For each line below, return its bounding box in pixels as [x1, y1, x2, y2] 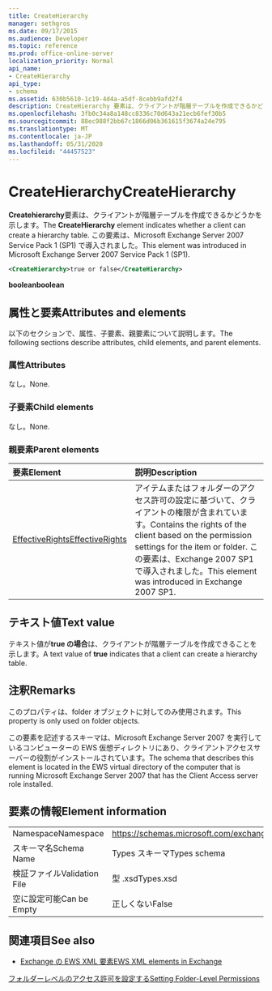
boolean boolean [8, 280, 65, 290]
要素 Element [12, 467, 62, 478]
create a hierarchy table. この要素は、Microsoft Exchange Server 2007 [8, 230, 244, 240]
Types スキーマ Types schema [112, 848, 226, 859]
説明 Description [134, 467, 198, 478]
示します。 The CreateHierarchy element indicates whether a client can [8, 220, 246, 230]
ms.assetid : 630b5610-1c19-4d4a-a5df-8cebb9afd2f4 [8, 95, 183, 103]
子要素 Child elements [8, 402, 95, 413]
